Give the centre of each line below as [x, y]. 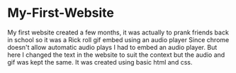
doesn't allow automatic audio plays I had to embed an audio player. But [112, 47]
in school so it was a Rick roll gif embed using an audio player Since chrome [118, 39]
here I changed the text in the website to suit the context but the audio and [116, 55]
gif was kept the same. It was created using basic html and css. [100, 62]
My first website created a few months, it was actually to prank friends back [118, 32]
